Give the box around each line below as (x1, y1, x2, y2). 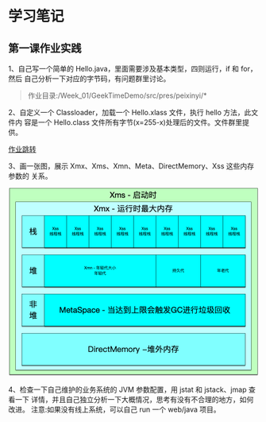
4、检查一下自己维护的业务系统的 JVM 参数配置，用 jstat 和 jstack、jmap (8, 385, 247, 394)
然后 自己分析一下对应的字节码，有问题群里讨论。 (8, 74, 171, 83)
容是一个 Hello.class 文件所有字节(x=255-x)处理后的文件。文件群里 (23, 118, 243, 127)
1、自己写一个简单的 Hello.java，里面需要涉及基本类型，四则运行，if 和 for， (8, 64, 257, 73)
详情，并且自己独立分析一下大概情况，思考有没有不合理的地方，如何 (30, 395, 254, 404)
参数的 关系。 (8, 172, 52, 180)
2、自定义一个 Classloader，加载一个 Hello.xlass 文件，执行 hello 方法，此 (8, 108, 252, 117)
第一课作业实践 (8, 41, 82, 55)
